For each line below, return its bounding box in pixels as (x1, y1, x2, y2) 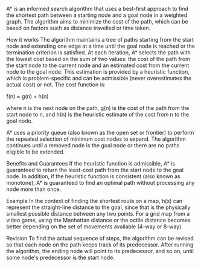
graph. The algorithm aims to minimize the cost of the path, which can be (6, 18, 188, 25)
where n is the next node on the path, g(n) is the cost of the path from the (6, 105, 190, 111)
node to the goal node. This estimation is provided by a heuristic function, (6, 68, 190, 75)
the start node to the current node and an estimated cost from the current (6, 62, 190, 69)
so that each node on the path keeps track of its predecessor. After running (6, 241, 194, 248)
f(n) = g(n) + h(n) (6, 93, 49, 100)
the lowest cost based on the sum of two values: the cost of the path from (6, 56, 190, 62)
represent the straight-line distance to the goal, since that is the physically (6, 204, 191, 211)
